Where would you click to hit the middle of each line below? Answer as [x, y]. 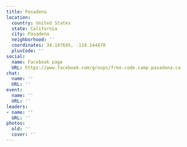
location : [19, 17]
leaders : [17, 106]
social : [16, 56]
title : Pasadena [26, 12]
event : [14, 90]
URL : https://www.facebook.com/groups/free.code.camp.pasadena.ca [96, 67]
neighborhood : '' [33, 40]
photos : [16, 124]
